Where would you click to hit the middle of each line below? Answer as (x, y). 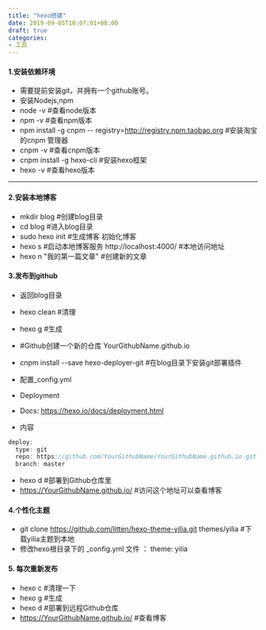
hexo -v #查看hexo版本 (57, 170)
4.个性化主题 (29, 510)
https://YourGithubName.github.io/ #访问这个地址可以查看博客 (121, 490)
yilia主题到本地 (51, 539)
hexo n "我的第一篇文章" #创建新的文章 (83, 256)
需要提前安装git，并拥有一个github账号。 (86, 91)
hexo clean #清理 (48, 311)
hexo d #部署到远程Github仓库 (69, 608)
